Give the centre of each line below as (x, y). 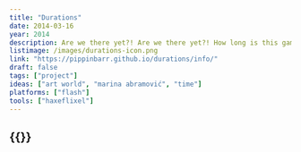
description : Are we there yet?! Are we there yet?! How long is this (144, 42)
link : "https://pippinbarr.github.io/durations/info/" (114, 59)
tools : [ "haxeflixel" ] (52, 101)
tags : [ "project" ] (43, 76)
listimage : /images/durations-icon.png (84, 51)
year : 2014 (30, 34)
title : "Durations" (46, 17)
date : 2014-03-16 (42, 26)
